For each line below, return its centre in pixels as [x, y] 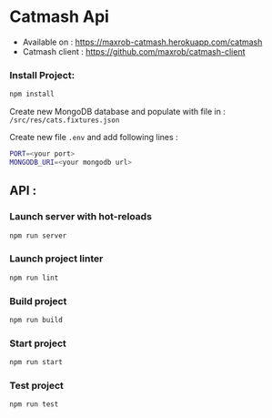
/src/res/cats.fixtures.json [65, 120]
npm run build [36, 320]
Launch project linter [56, 259]
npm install [32, 94]
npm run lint [34, 278]
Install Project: [42, 75]
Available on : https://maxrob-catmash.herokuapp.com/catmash [142, 42]
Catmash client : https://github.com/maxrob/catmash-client [134, 51]
